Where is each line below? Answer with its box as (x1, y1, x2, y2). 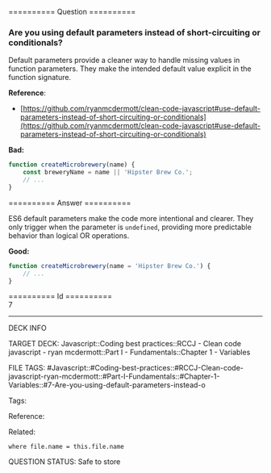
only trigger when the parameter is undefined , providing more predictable (8, 222, 252, 232)
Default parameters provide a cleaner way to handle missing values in (8, 56, 240, 65)
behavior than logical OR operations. (8, 230, 130, 241)
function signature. (8, 73, 71, 82)
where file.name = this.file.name (8, 443, 125, 451)
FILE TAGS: (8, 363, 46, 373)
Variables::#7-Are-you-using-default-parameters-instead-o (8, 380, 206, 390)
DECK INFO (8, 323, 47, 333)
